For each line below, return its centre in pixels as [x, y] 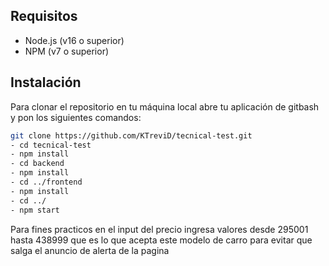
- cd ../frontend [46, 182]
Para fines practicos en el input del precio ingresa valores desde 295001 [159, 229]
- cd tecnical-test [51, 145]
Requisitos [44, 16]
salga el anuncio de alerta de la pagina [90, 250]
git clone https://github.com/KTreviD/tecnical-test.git [131, 135]
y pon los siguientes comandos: [76, 117]
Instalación [46, 82]
